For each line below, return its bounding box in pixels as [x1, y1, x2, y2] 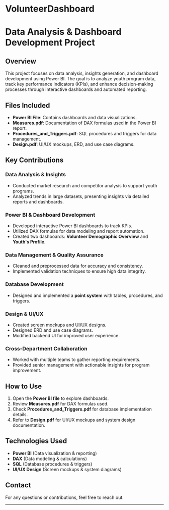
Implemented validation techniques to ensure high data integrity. [12, 268, 146, 274]
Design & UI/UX [5, 310, 44, 317]
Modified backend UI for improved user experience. [12, 332, 120, 338]
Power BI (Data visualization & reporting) [12, 450, 97, 456]
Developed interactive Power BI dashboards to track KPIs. [12, 223, 132, 229]
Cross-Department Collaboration [5, 345, 88, 352]
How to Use [5, 382, 42, 390]
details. [12, 411, 28, 417]
